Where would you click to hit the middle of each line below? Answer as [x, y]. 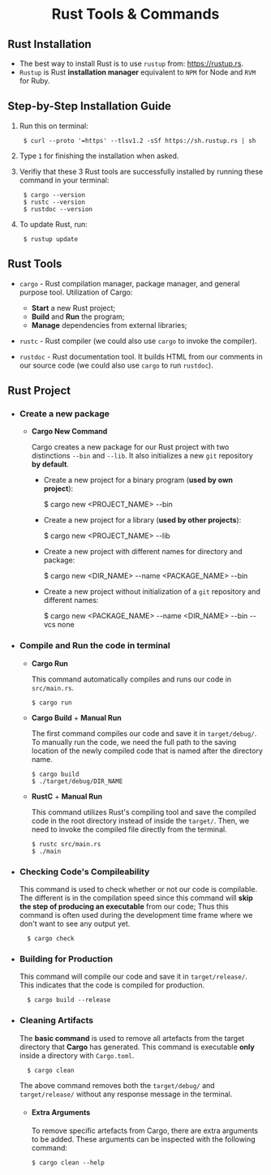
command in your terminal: [64, 180]
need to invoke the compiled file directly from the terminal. [129, 829]
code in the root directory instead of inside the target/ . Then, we [140, 820]
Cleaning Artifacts [56, 1021]
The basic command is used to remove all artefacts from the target [132, 1038]
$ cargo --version [54, 195]
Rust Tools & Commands [135, 14]
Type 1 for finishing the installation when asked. [99, 156]
